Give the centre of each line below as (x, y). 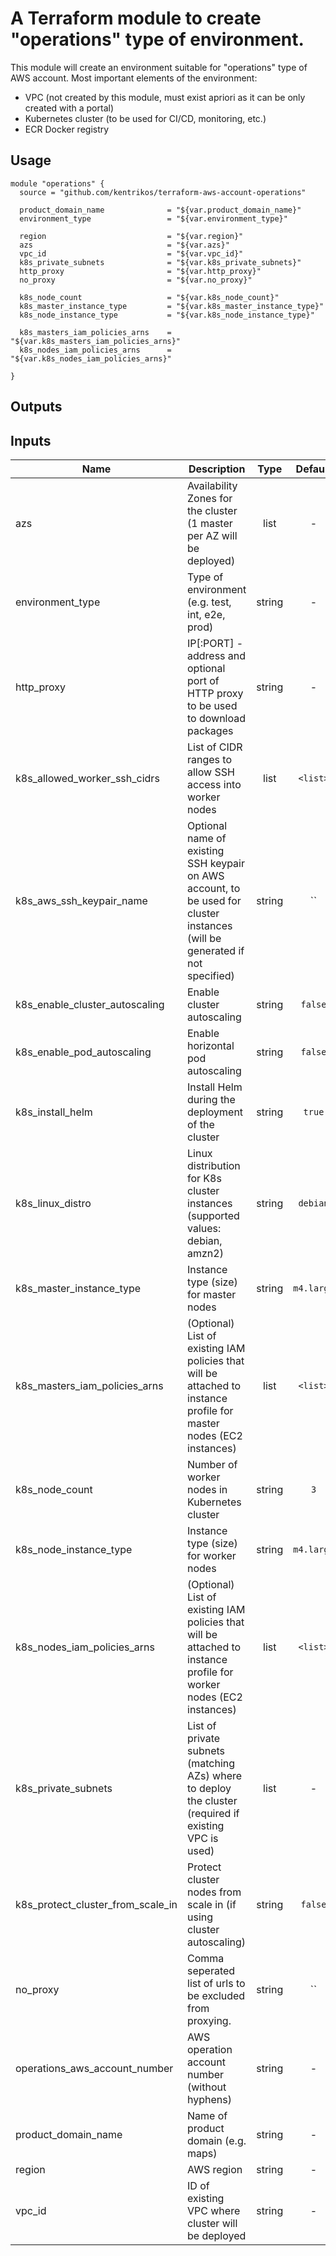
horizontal (211, 1045)
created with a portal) (69, 108)
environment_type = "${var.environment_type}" (153, 218)
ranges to (210, 759)
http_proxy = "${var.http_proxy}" (140, 271)
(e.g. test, (209, 602)
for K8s (204, 1178)
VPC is (203, 1838)
